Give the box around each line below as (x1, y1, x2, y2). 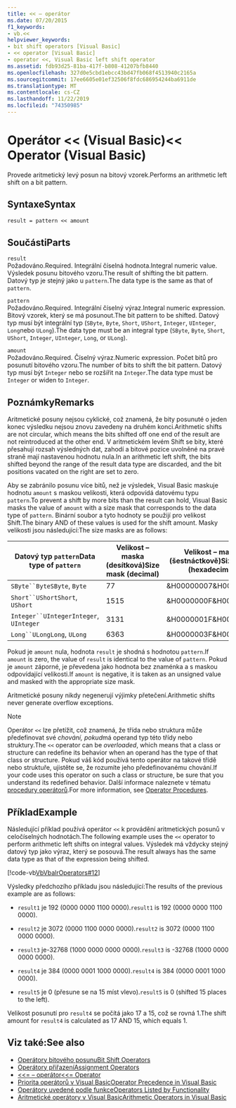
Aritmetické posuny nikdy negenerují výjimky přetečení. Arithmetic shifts (7, 691, 216, 699)
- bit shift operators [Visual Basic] (7, 43, 121, 50)
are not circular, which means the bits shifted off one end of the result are (7, 430, 220, 439)
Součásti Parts (7, 237, 71, 249)
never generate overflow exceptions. (7, 699, 114, 707)
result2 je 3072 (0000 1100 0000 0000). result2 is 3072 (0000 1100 (17, 924, 215, 933)
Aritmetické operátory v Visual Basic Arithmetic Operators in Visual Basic (17, 1093, 227, 1101)
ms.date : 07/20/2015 (7, 17, 68, 24)
